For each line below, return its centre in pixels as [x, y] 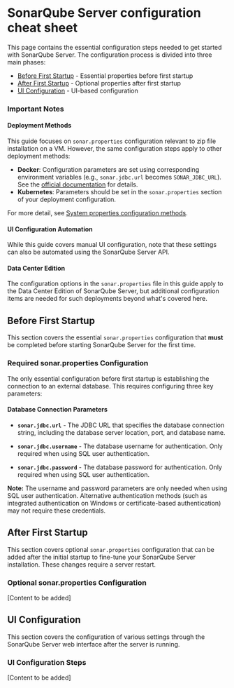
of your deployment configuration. [67, 200]
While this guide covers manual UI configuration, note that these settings [112, 245]
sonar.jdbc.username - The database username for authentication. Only [120, 446]
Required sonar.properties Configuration [78, 363]
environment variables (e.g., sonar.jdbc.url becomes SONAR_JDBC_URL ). [119, 177]
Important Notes [36, 109]
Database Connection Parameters [58, 410]
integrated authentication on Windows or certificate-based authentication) [114, 503]
